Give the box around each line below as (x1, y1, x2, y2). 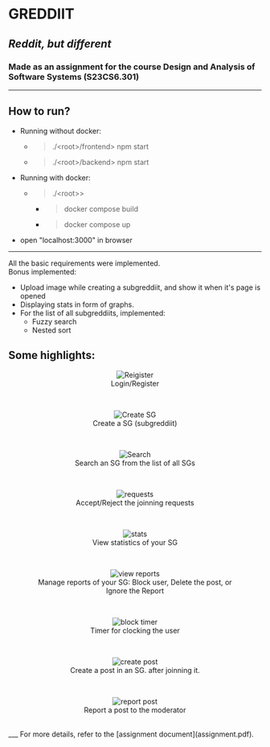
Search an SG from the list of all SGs (75, 458, 195, 468)
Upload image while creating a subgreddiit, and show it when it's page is (19, 283, 261, 292)
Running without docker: (19, 126, 102, 135)
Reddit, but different (8, 37, 112, 51)
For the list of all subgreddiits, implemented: (19, 307, 166, 318)
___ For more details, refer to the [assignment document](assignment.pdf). (8, 729, 255, 739)
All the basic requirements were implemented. (8, 258, 161, 268)
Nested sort (31, 325, 72, 335)
